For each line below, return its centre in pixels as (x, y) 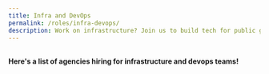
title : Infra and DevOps (50, 16)
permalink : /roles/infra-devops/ (64, 23)
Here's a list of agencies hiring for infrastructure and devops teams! (123, 61)
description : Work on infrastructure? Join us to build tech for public (132, 30)
